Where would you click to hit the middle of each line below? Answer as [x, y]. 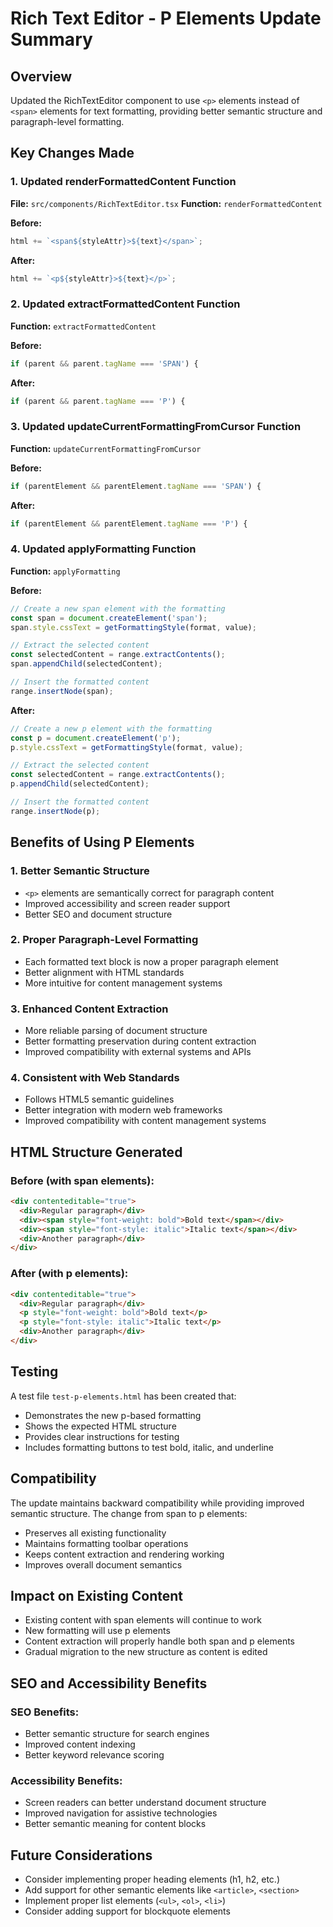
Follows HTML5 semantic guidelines [99, 1099]
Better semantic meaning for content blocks [115, 1824]
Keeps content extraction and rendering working [124, 1554]
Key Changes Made [72, 153]
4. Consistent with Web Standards [95, 1078]
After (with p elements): [69, 1274]
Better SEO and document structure [98, 914]
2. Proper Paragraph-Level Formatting [104, 940]
